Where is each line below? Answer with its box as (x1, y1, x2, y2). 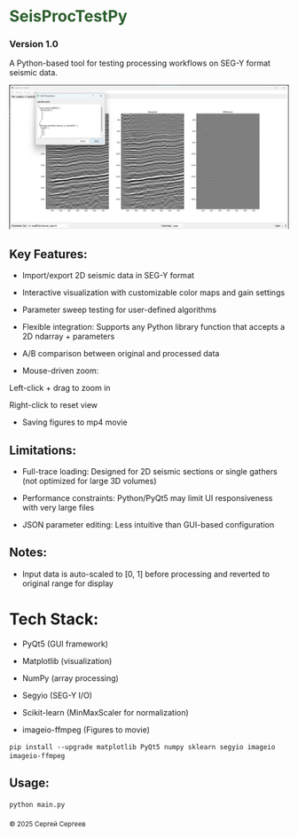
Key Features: (9, 246, 88, 262)
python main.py (9, 800, 66, 809)
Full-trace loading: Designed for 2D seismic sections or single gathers (21, 465, 278, 476)
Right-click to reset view (9, 400, 98, 411)
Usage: (9, 776, 51, 791)
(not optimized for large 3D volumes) (21, 475, 157, 486)
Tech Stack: (9, 609, 99, 629)
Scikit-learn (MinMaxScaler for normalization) (21, 707, 189, 717)
